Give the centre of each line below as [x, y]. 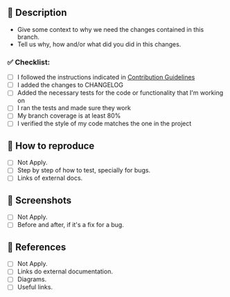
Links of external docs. [50, 178]
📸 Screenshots [39, 200]
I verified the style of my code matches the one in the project [104, 124]
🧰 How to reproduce [51, 146]
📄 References [37, 247]
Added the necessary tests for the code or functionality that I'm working [120, 93]
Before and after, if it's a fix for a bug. [71, 225]
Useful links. [35, 287]
